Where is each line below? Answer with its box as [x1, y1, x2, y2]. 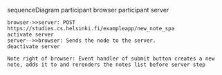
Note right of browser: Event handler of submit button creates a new [7, 55, 215, 62]
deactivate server [7, 43, 60, 50]
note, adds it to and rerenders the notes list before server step [7, 61, 206, 68]
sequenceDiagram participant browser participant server [7, 6, 169, 14]
